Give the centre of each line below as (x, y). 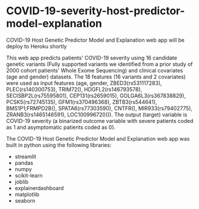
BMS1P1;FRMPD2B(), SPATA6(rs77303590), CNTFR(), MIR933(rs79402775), (99, 108)
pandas (24, 163)
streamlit (26, 156)
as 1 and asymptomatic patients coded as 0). (61, 127)
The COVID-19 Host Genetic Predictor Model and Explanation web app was (98, 138)
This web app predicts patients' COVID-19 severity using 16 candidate (91, 58)
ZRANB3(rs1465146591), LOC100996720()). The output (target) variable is (97, 115)
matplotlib (27, 194)
